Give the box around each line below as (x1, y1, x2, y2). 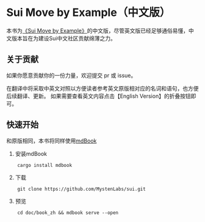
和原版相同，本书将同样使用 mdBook (6, 137, 97, 144)
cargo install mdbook (17, 162, 72, 168)
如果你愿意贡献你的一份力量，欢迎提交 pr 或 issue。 (6, 72, 137, 79)
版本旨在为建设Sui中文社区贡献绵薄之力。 (11, 34, 116, 42)
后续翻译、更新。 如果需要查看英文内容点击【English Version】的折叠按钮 (6, 92, 191, 100)
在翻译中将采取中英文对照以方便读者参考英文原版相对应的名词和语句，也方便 (6, 84, 199, 92)
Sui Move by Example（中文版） (6, 6, 171, 20)
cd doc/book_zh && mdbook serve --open (17, 209, 119, 216)
